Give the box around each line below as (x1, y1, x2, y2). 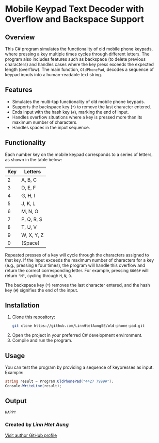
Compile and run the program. (12, 338, 73, 343)
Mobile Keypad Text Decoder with (5, 3, 144, 15)
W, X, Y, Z (21, 232, 44, 239)
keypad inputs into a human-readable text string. (5, 72, 103, 77)
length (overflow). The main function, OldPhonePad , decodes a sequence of (5, 67, 154, 72)
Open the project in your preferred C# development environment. (12, 332, 143, 338)
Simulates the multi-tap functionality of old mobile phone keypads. (12, 99, 145, 104)
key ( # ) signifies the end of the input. (5, 287, 79, 293)
